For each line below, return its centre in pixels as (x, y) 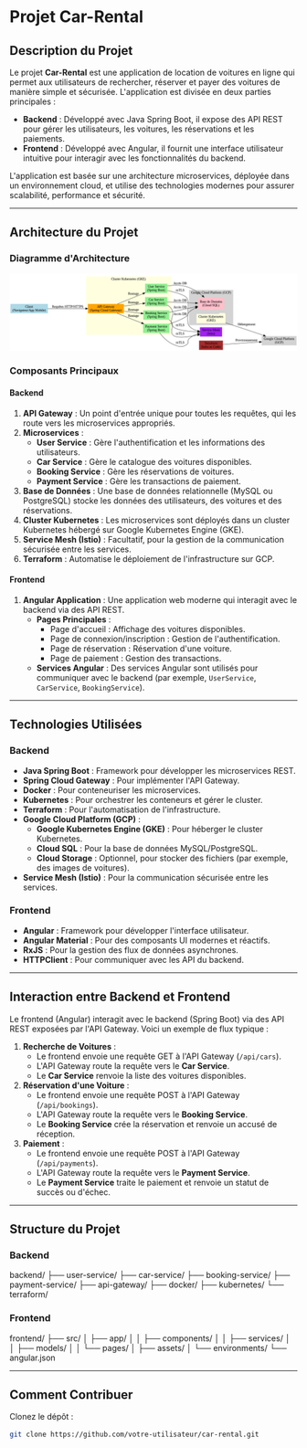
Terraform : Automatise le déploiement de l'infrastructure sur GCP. (148, 558)
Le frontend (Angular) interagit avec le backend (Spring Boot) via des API (147, 1019)
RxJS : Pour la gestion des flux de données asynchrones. (131, 950)
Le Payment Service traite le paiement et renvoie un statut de (153, 1182)
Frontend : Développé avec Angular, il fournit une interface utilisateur (153, 148)
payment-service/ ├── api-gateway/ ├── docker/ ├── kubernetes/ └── (147, 1284)
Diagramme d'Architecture (70, 259)
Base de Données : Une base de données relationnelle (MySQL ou (148, 491)
